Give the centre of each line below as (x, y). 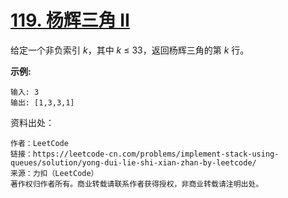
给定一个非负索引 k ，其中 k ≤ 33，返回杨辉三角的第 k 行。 (130, 50)
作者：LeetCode (39, 143)
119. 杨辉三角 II (70, 20)
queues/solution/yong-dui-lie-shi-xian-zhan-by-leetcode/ (133, 162)
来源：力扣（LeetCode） (54, 173)
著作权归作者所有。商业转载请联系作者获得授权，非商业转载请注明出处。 (137, 184)
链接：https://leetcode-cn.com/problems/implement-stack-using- (145, 154)
